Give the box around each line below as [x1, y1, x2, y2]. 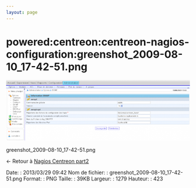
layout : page [6, 9, 38, 15]
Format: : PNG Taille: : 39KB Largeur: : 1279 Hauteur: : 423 [23, 175, 163, 182]
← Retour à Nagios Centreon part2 [6, 158, 89, 165]
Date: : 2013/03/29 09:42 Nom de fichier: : [6, 169, 108, 176]
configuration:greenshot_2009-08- [6, 47, 183, 61]
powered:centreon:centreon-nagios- [6, 35, 190, 48]
